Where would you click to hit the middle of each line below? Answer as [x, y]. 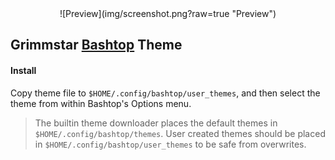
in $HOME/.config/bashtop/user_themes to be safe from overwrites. [170, 144]
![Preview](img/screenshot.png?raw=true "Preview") [168, 13]
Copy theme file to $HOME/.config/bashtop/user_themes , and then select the [165, 93]
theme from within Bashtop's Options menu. [101, 103]
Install [23, 70]
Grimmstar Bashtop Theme [96, 45]
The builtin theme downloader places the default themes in [156, 123]
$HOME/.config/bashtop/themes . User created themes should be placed [180, 133]
